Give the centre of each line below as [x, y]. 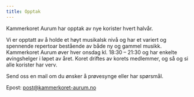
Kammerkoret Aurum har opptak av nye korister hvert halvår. [80, 28]
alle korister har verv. [32, 65]
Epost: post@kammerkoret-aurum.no [51, 87]
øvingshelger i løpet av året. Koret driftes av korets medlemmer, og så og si [97, 58]
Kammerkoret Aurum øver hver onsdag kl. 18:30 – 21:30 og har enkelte [92, 52]
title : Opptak [24, 11]
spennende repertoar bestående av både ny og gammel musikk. [84, 46]
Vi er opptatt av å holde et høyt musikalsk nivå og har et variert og [86, 39]
